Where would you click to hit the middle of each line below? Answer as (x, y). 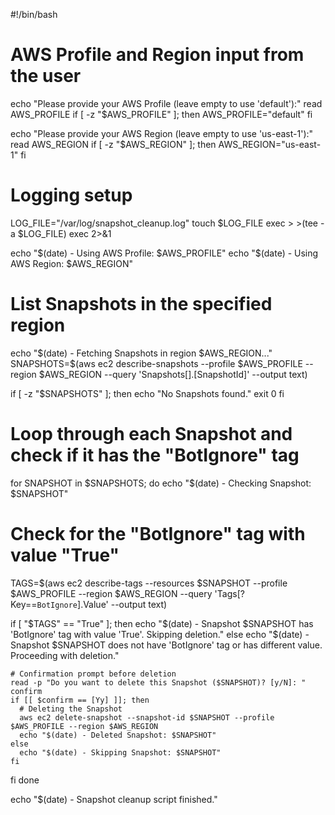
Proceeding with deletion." (65, 655)
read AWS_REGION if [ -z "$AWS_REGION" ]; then (113, 144)
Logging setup (71, 195)
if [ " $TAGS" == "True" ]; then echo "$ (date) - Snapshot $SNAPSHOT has (162, 623)
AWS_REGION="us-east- (270, 144)
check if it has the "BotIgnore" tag (155, 455)
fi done (25, 780)
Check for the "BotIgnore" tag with (158, 533)
